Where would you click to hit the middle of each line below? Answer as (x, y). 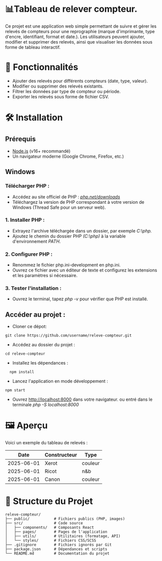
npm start (15, 390)
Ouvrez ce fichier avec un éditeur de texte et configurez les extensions (85, 270)
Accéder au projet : (35, 314)
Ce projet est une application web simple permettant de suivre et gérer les (81, 26)
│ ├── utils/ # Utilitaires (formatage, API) (63, 536)
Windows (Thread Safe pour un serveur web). (59, 207)
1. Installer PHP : (25, 220)
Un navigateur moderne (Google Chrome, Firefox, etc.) (68, 156)
